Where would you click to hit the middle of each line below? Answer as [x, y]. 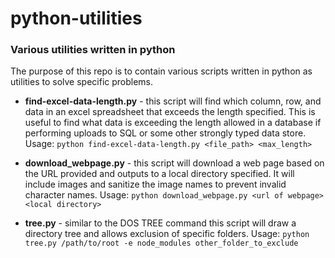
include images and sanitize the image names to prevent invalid [155, 184]
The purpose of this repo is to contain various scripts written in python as [161, 71]
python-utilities [76, 18]
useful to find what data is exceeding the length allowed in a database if [173, 123]
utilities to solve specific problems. [82, 82]
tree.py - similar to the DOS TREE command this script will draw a [160, 223]
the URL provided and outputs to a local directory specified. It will [159, 174]
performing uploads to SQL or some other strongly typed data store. [165, 133]
